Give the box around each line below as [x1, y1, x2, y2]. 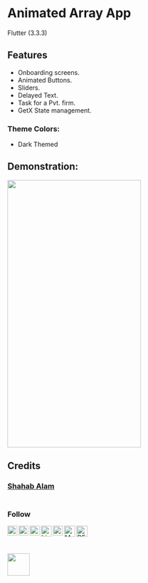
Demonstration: [7, 160, 79, 172]
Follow [7, 510, 31, 520]
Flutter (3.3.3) [7, 29, 48, 37]
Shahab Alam [7, 481, 55, 491]
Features [7, 49, 48, 61]
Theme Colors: [7, 123, 60, 133]
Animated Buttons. [17, 76, 73, 84]
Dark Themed [17, 140, 58, 149]
